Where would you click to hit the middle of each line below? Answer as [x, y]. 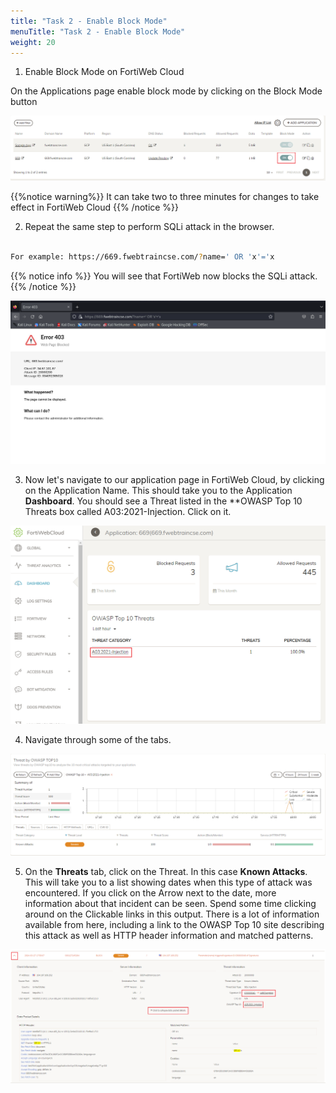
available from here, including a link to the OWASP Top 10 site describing [174, 924]
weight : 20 [33, 42]
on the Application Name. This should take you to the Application [158, 491]
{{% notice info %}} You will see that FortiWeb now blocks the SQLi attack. [164, 276]
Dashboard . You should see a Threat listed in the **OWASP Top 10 [163, 501]
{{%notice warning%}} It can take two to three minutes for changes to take [165, 197]
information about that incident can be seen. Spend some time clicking [170, 903]
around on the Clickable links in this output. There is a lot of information [172, 914]
